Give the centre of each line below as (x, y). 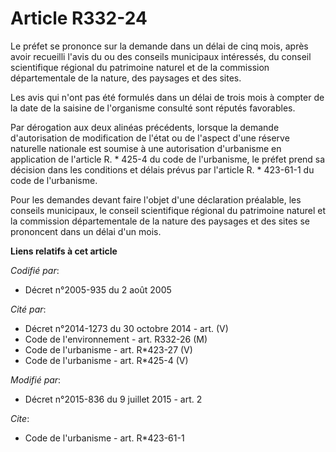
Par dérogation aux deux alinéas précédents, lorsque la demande (145, 127)
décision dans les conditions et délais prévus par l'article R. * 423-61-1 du (162, 169)
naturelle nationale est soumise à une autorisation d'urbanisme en (146, 148)
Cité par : (28, 309)
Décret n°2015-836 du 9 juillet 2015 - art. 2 (113, 399)
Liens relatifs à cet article (64, 251)
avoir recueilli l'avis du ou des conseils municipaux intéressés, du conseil (161, 56)
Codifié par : (35, 270)
